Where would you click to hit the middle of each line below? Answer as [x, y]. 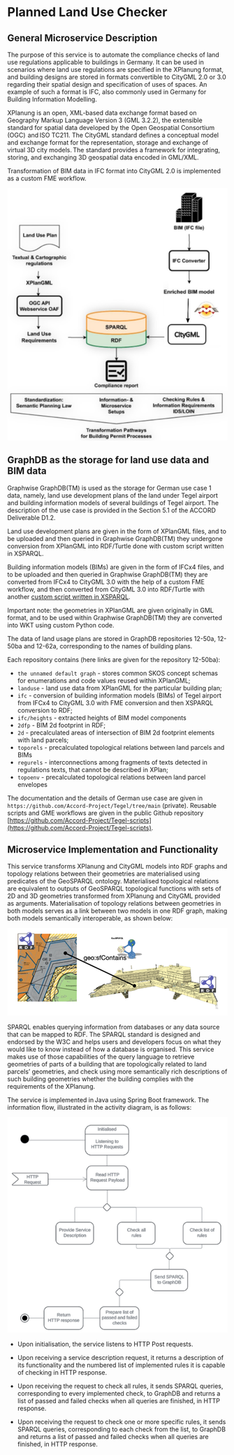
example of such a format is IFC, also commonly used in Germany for [107, 92]
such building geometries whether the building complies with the [101, 1079]
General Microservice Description [82, 38]
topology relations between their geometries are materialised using [104, 874]
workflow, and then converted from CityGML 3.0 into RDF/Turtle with [106, 589]
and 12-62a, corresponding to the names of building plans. [108, 646]
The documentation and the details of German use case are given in [105, 798]
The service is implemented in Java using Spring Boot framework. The [108, 1100]
